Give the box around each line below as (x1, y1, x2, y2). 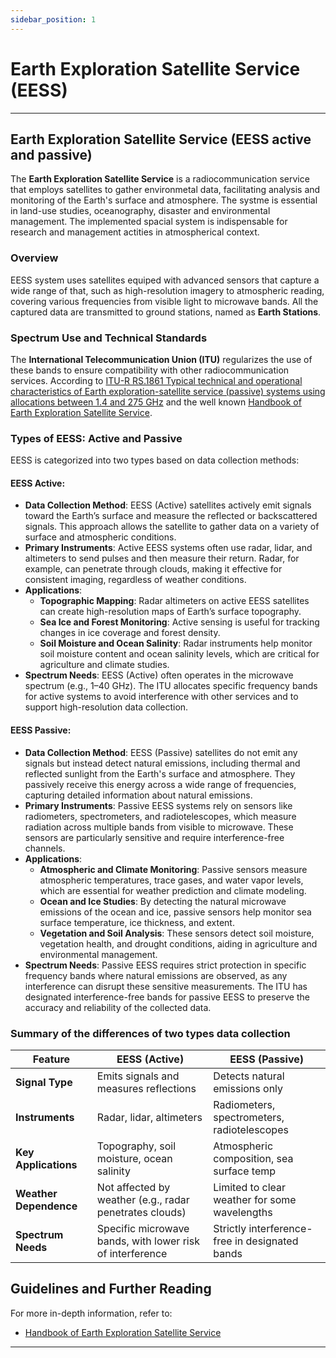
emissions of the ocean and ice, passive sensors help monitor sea (39, 906, 312, 918)
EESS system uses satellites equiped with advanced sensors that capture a (10, 274, 320, 286)
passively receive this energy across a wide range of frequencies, (24, 778, 297, 790)
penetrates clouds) (96, 1205, 187, 1219)
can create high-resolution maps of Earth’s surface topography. (39, 606, 302, 618)
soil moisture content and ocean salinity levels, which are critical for (39, 648, 320, 660)
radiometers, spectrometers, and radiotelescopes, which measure (24, 810, 297, 822)
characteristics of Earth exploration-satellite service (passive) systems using (10, 385, 326, 397)
